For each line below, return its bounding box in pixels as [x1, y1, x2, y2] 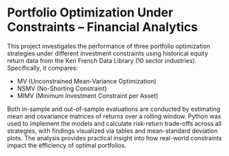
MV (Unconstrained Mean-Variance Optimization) [16, 77, 157, 85]
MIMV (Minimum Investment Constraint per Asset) [16, 91, 159, 100]
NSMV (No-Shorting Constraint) [16, 84, 107, 92]
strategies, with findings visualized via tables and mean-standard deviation [7, 127, 218, 135]
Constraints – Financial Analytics [7, 19, 198, 35]
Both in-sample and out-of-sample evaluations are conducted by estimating [7, 105, 221, 113]
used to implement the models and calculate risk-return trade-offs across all [7, 119, 222, 127]
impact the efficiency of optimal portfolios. [7, 141, 126, 149]
